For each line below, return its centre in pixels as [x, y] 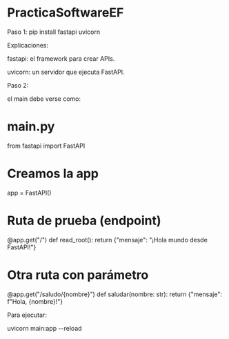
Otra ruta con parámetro [78, 275]
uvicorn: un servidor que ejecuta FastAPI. [66, 72]
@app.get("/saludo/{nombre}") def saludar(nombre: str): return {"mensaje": [115, 294]
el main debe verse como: [44, 99]
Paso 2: [18, 85]
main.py [31, 127]
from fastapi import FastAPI [46, 146]
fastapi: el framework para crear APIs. [61, 58]
